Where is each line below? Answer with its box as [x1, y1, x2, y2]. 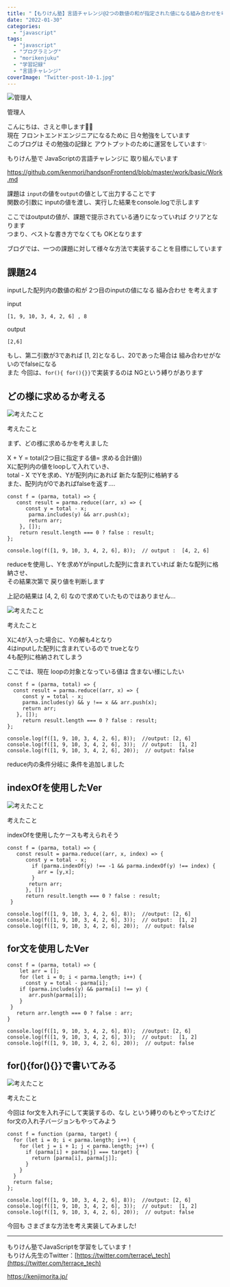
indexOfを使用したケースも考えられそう [7, 831, 119, 839]
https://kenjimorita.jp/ [7, 1273, 68, 1281]
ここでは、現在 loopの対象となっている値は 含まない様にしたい [7, 667, 185, 675]
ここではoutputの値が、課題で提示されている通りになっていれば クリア [7, 213, 207, 221]
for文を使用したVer [7, 943, 89, 955]
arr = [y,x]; [37, 868, 75, 875]
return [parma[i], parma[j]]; [31, 1155, 118, 1162]
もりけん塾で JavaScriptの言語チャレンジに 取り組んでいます [7, 154, 179, 163]
